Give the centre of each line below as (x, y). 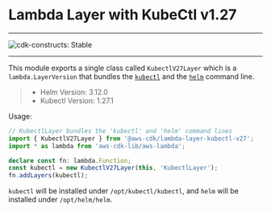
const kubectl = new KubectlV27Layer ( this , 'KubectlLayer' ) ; (113, 168)
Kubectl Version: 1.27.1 (77, 100)
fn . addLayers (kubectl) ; (48, 176)
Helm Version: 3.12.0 (74, 92)
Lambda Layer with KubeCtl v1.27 (123, 15)
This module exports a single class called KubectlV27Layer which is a (123, 68)
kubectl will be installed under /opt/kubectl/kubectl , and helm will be (124, 191)
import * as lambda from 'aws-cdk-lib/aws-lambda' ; (97, 146)
